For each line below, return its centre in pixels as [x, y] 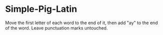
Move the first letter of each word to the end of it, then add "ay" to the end [81, 23]
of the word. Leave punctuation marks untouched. [57, 28]
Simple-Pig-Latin [41, 9]
